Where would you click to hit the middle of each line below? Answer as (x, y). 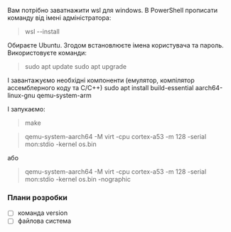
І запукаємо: (27, 109)
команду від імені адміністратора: (59, 18)
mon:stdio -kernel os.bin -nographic (78, 179)
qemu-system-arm (64, 95)
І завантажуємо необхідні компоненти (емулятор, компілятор (101, 80)
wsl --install (42, 32)
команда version (43, 213)
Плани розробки (37, 197)
